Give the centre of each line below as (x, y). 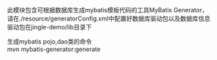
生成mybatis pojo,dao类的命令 (50, 42)
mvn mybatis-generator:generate (54, 49)
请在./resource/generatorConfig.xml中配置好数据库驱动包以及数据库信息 (109, 18)
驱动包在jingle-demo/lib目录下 (50, 27)
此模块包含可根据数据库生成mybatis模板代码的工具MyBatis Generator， (108, 10)
